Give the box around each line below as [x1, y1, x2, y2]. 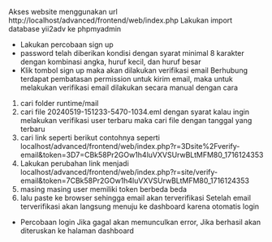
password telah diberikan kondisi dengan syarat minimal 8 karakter [19, 49, 245, 57]
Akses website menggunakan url [8, 7, 118, 16]
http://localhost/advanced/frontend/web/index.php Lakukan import [8, 15, 233, 25]
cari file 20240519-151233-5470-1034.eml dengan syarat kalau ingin [19, 107, 250, 117]
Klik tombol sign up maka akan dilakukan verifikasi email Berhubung [19, 66, 248, 75]
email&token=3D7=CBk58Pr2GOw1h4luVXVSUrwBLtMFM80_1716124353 [19, 150, 264, 159]
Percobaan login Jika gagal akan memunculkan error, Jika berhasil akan [19, 218, 261, 227]
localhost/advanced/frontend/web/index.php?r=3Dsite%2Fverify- [19, 142, 240, 151]
